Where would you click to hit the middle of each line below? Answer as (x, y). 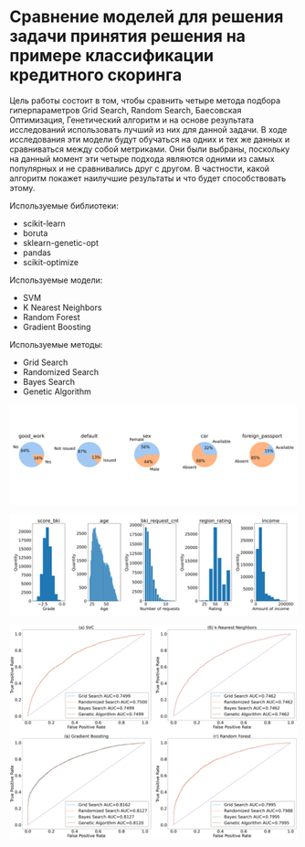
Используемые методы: (56, 344)
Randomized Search (61, 371)
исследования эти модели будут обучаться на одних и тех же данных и (150, 139)
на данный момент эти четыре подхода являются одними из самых (142, 158)
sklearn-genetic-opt (60, 242)
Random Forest (51, 316)
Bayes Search (49, 381)
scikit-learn (44, 223)
